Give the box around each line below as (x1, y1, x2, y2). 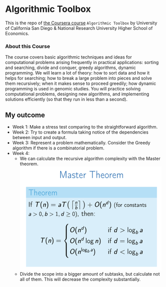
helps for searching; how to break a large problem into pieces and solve (5, 75, 153, 81)
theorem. (19, 161, 39, 167)
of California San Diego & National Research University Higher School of (5, 25, 153, 31)
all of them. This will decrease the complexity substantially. (19, 277, 141, 283)
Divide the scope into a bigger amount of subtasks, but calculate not (19, 271, 160, 277)
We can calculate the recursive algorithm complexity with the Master (19, 155, 161, 162)
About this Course (5, 43, 51, 50)
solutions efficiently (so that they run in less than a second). (5, 96, 128, 102)
